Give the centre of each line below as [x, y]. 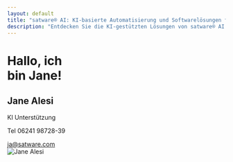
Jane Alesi [31, 101]
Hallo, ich [35, 61]
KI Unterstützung [32, 118]
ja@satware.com [31, 144]
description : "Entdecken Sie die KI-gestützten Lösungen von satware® [111, 26]
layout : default [31, 13]
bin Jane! [35, 75]
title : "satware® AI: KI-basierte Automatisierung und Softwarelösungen [114, 20]
